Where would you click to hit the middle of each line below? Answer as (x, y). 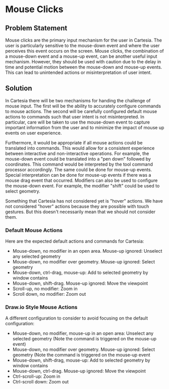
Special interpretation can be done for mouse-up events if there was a (78, 175)
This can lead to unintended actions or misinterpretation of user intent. (79, 72)
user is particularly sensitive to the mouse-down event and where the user (82, 46)
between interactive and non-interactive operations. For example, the (77, 153)
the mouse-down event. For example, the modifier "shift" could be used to (82, 185)
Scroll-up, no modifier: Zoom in (45, 289)
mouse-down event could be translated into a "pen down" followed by (78, 159)
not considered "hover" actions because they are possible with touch (77, 206)
